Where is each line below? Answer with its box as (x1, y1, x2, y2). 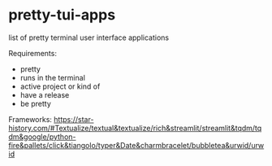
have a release (19, 90, 70, 99)
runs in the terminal (19, 72, 85, 82)
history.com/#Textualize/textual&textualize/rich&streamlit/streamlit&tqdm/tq (8, 123, 262, 133)
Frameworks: (8, 114, 53, 124)
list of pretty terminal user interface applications (8, 33, 169, 42)
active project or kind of (19, 81, 101, 91)
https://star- (54, 114, 94, 124)
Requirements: (8, 48, 57, 58)
